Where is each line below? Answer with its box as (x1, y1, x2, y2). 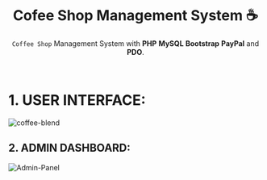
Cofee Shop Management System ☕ (12, 6, 259, 25)
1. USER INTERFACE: (8, 91, 147, 110)
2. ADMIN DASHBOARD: (8, 141, 131, 155)
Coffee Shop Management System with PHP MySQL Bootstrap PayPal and (11, 38, 260, 48)
